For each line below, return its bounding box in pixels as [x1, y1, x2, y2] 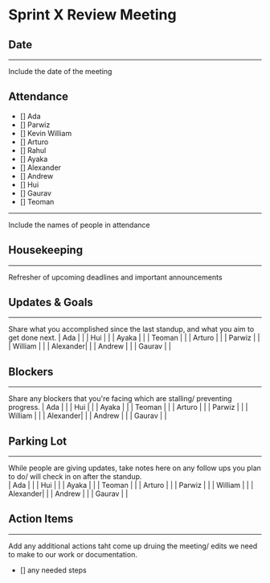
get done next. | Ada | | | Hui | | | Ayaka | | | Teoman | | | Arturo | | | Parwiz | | [8, 333, 260, 343]
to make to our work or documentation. [8, 549, 138, 559]
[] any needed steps [19, 565, 87, 575]
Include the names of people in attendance [8, 220, 150, 229]
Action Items [8, 512, 74, 526]
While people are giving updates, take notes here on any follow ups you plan [8, 463, 261, 473]
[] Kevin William [19, 128, 72, 138]
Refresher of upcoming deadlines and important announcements [8, 272, 223, 282]
